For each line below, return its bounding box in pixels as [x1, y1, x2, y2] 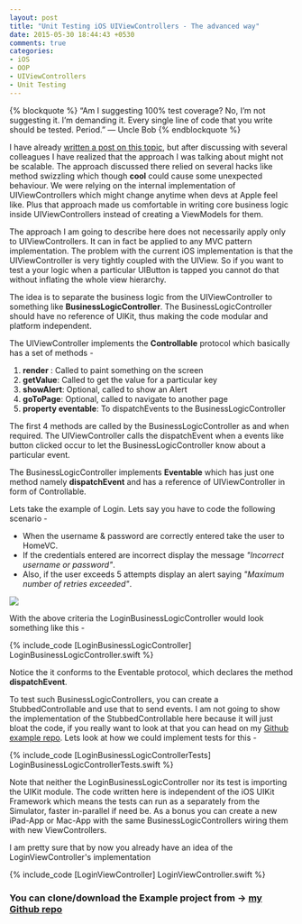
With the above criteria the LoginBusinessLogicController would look [9, 612, 264, 623]
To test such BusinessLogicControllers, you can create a [9, 693, 219, 704]
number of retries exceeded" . [22, 578, 133, 589]
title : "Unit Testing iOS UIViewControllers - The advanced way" [9, 22, 260, 31]
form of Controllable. [9, 486, 87, 497]
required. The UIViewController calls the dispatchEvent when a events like [9, 430, 284, 441]
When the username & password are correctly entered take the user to [22, 530, 285, 541]
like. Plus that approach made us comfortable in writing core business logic [9, 199, 289, 210]
